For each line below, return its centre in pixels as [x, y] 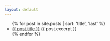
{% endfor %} [26, 34]
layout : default [21, 10]
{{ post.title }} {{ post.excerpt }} [44, 29]
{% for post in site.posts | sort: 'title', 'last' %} [58, 23]
